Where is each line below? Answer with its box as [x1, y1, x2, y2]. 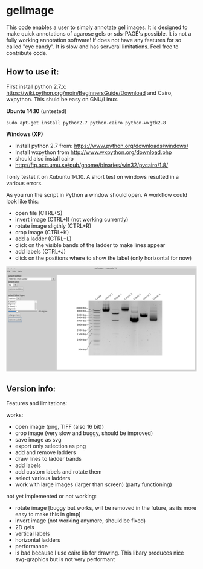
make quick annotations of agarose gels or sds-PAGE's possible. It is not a [6, 30, 192, 37]
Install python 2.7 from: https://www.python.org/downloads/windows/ [14, 142, 189, 149]
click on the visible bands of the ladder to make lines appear [14, 241, 166, 248]
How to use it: [6, 67, 59, 77]
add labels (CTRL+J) [14, 248, 66, 255]
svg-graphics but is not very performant [14, 556, 115, 563]
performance [14, 543, 48, 550]
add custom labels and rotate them [14, 468, 102, 475]
